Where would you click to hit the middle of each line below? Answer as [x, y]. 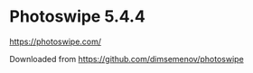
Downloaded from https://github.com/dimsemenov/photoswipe [126, 59]
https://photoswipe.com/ [56, 41]
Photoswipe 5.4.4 [78, 17]
